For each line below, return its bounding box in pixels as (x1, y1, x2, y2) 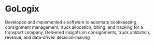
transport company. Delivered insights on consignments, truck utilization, (5, 29, 151, 35)
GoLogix (5, 3, 40, 14)
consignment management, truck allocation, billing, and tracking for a (5, 24, 143, 30)
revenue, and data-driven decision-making (5, 34, 90, 40)
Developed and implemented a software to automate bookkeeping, (5, 19, 138, 25)
